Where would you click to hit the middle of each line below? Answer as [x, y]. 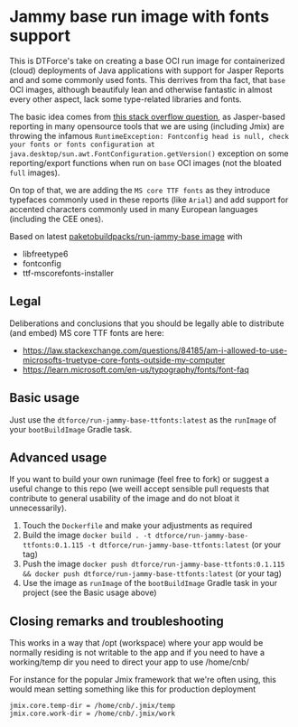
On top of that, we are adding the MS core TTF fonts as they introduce [140, 190]
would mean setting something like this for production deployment [133, 689]
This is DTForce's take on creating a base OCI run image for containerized [147, 61]
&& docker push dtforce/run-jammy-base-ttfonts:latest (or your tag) [152, 573]
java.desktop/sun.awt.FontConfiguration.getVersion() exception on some [149, 153]
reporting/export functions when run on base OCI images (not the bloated [145, 163]
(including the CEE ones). [56, 219]
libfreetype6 [45, 254]
